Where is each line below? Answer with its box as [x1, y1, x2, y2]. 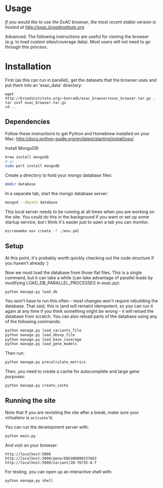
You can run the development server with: [5, 424, 89, 430]
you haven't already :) [5, 260, 49, 266]
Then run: [5, 350, 25, 356]
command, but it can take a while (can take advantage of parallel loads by [5, 274, 153, 280]
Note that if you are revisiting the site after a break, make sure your [5, 409, 139, 415]
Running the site [5, 397, 56, 405]
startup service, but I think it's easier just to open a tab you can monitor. [5, 219, 149, 225]
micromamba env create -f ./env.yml [5, 229, 79, 234]
